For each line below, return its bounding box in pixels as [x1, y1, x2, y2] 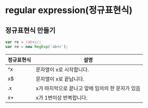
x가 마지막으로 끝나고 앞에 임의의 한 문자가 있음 [36, 84, 140, 91]
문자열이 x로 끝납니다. [36, 75, 84, 82]
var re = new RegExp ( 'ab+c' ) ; [5, 44, 69, 49]
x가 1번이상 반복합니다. [36, 94, 88, 101]
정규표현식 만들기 [5, 26, 56, 34]
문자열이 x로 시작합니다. [36, 66, 89, 73]
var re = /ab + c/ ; [5, 39, 42, 44]
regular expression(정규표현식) [5, 4, 133, 16]
